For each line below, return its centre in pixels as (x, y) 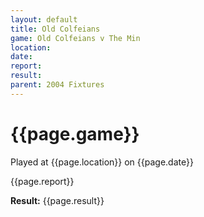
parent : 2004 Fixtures (57, 85)
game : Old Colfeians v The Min (75, 38)
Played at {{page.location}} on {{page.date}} (102, 162)
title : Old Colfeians (55, 29)
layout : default (44, 19)
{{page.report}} (42, 181)
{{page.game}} (75, 133)
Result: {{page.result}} (57, 200)
